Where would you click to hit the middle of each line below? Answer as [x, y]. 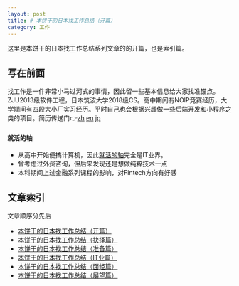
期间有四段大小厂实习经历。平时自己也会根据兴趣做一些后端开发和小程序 [119, 109]
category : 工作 [29, 27]
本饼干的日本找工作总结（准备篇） [68, 249]
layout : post [27, 14]
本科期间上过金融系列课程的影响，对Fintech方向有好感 [97, 173]
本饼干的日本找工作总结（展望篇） [68, 275]
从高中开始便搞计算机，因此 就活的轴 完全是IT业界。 [92, 155]
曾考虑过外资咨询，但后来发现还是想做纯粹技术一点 [92, 164]
